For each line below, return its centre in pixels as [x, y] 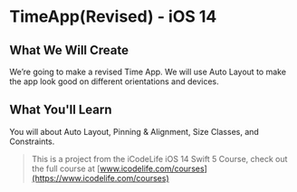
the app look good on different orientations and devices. [114, 82]
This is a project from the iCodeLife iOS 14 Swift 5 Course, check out [159, 158]
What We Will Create [69, 50]
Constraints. [32, 141]
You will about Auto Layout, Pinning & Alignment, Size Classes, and [134, 131]
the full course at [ [66, 168]
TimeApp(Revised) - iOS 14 [113, 17]
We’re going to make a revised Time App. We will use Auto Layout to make [148, 72]
